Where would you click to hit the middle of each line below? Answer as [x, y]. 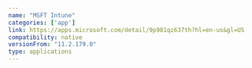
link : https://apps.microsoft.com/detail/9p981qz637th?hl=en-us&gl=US [126, 30]
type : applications [40, 52]
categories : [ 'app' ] [42, 23]
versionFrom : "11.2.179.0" [52, 45]
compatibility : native [45, 37]
